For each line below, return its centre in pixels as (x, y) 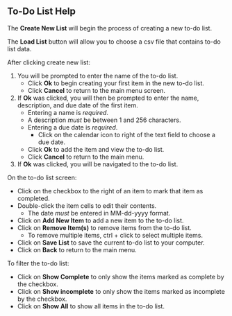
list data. (19, 49)
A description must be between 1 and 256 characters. (104, 120)
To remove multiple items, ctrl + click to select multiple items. (115, 235)
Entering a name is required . (68, 112)
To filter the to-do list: (38, 263)
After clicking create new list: (49, 62)
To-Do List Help (42, 11)
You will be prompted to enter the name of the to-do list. (98, 76)
